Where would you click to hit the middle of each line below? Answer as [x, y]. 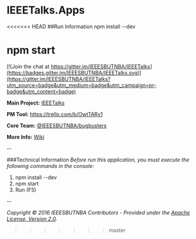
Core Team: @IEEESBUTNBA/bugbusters [57, 125]
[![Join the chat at [28, 66]
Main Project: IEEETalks [36, 103]
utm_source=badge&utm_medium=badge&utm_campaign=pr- [82, 85]
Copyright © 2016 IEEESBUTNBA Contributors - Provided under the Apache [98, 213]
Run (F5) [26, 190]
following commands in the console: [50, 166]
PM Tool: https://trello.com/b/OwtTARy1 [55, 114]
